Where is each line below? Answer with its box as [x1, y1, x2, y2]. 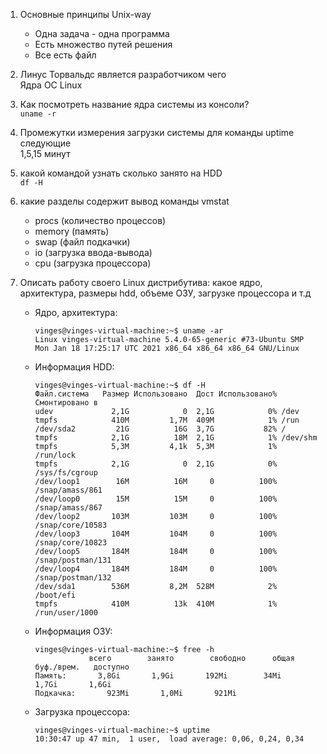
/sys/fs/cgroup [34, 468, 98, 478]
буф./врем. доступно [34, 662, 130, 672]
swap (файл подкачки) [34, 236, 131, 248]
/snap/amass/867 [34, 503, 103, 513]
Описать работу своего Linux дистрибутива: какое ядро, [19, 277, 263, 288]
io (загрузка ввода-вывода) [34, 247, 153, 258]
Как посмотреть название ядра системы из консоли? [19, 99, 250, 110]
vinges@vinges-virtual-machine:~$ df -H [34, 380, 206, 390]
